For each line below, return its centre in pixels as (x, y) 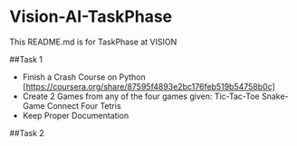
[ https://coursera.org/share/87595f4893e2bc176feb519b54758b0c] (149, 86)
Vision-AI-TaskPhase (91, 17)
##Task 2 (27, 132)
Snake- (275, 96)
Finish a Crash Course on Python (84, 77)
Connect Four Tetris (84, 105)
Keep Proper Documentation (76, 115)
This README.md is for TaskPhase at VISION (93, 42)
